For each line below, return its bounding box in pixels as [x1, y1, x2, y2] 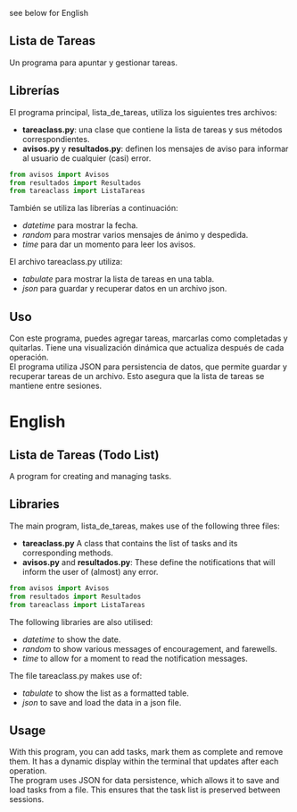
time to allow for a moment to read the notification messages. [21, 653, 248, 664]
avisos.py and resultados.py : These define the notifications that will [21, 556, 276, 567]
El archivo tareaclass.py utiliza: [9, 257, 123, 267]
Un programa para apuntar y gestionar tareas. [9, 57, 178, 68]
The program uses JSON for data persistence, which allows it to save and [9, 775, 280, 786]
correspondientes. [21, 133, 90, 144]
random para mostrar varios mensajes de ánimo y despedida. [21, 230, 249, 241]
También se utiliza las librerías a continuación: [9, 203, 178, 214]
